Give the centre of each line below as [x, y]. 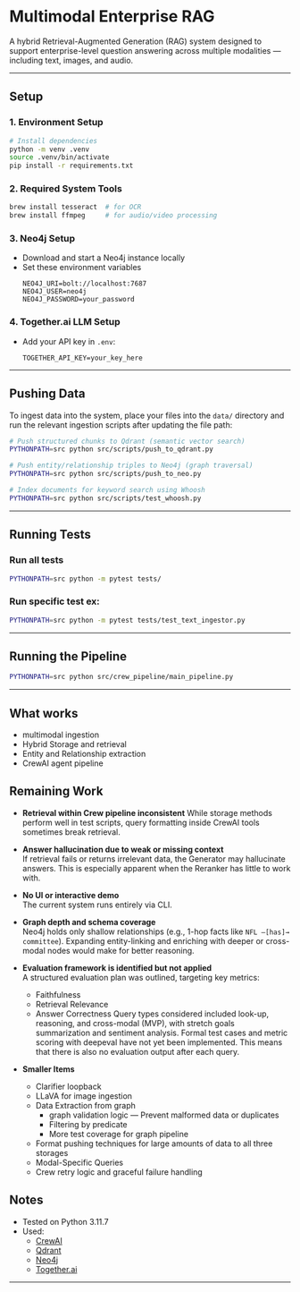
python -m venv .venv [50, 149]
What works [44, 713]
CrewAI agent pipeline [63, 763]
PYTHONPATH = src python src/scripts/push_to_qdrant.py [112, 449]
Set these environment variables [82, 268]
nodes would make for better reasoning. [121, 950]
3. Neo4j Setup [42, 239]
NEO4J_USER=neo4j [54, 292]
